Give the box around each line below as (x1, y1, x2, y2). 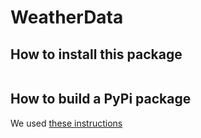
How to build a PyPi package (10, 91, 192, 108)
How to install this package (10, 46, 183, 63)
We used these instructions (10, 117, 123, 129)
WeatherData (10, 6, 124, 29)
